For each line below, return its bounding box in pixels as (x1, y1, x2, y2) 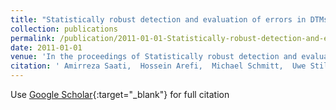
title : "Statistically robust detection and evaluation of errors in (10, 14, 307, 25)
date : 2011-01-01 (10, 42, 83, 53)
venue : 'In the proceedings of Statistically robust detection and (10, 52, 298, 62)
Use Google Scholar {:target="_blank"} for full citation (10, 89, 230, 100)
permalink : (10, 33, 56, 43)
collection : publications (10, 24, 118, 34)
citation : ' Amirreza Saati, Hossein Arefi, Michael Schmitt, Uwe (10, 61, 307, 71)
